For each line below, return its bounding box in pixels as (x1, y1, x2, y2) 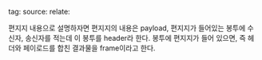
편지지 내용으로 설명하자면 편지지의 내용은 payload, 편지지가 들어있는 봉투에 (8, 23, 246, 33)
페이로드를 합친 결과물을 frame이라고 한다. (22, 43, 156, 53)
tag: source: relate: (8, 7, 70, 16)
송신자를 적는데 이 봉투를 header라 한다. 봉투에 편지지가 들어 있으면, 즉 (25, 34, 246, 42)
